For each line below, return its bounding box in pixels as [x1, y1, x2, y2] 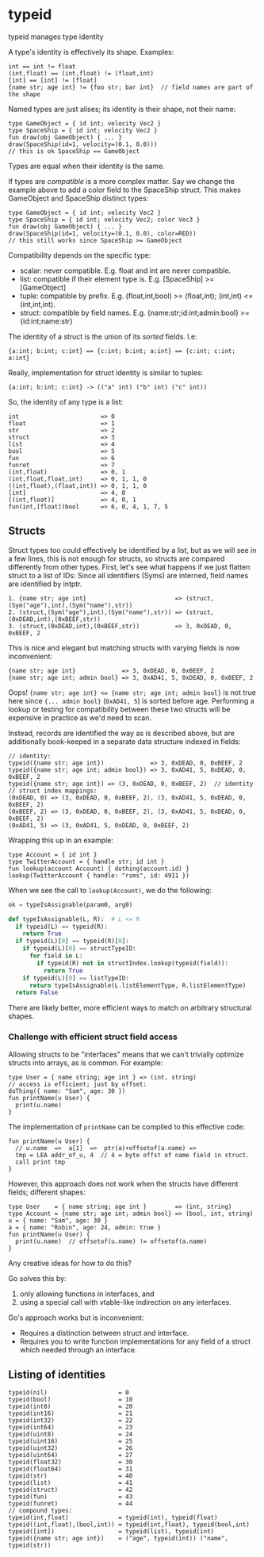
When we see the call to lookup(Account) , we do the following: [8, 885, 212, 895]
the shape [8, 90, 41, 98]
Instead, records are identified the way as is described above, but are [8, 728, 235, 738]
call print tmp [15, 1158, 66, 1166]
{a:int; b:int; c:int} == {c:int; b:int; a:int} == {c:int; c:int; [8, 347, 236, 355]
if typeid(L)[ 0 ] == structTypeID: [22, 945, 136, 953]
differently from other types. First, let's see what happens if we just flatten [8, 562, 251, 572]
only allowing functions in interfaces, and [19, 1289, 155, 1298]
